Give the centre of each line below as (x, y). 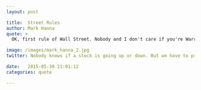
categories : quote (29, 72)
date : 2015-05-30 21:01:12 (42, 67)
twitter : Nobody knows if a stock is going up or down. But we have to (97, 56)
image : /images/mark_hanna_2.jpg (48, 50)
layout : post (22, 12)
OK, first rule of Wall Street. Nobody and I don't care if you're (98, 40)
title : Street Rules (33, 22)
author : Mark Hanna (31, 28)
